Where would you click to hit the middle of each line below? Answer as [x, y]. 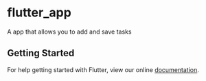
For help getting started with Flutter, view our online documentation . [103, 69]
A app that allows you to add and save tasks [69, 32]
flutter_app [39, 13]
